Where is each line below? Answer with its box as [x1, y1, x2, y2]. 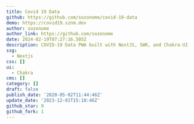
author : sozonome [6, 25, 50, 32]
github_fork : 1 [6, 108, 44, 114]
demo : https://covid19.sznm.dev [6, 20, 87, 26]
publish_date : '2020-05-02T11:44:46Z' [6, 92, 103, 98]
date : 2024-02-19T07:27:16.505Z [6, 36, 87, 42]
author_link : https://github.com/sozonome [6, 31, 113, 37]
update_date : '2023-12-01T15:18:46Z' [6, 97, 100, 103]
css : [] [6, 58, 26, 64]
